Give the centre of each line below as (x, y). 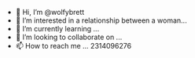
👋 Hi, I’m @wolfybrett (50, 12)
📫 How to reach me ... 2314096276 (74, 46)
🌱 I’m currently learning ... (57, 29)
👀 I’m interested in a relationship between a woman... (101, 20)
